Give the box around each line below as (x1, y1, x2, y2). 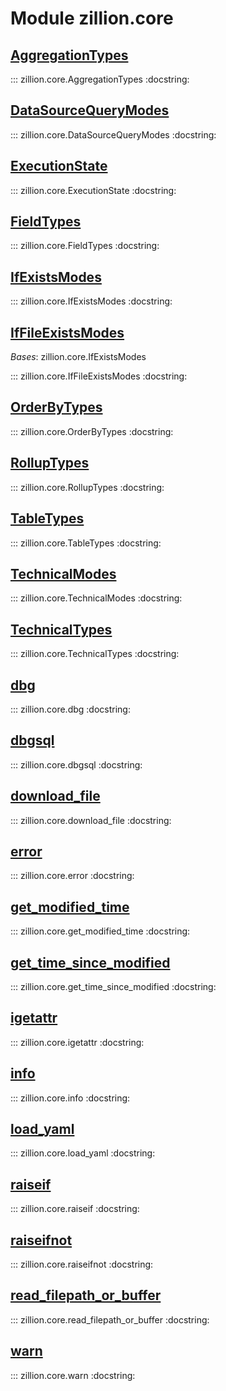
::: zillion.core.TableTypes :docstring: (10, 537, 162, 549)
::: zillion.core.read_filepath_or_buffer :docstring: (10, 1313, 210, 1326)
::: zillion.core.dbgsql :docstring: (10, 758, 143, 771)
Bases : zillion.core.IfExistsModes (10, 351, 147, 363)
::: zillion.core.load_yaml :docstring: (10, 1147, 156, 1159)
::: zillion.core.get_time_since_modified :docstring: (10, 981, 217, 992)
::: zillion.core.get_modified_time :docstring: (10, 925, 191, 937)
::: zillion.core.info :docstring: (10, 1092, 131, 1104)
